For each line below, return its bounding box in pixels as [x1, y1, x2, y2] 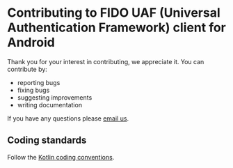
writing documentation [17, 100, 82, 109]
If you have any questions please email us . [7, 114, 129, 123]
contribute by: [7, 65, 47, 73]
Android [7, 35, 56, 50]
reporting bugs [17, 78, 61, 86]
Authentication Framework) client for [7, 20, 226, 36]
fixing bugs [17, 86, 50, 94]
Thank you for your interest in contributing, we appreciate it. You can [7, 57, 204, 66]
